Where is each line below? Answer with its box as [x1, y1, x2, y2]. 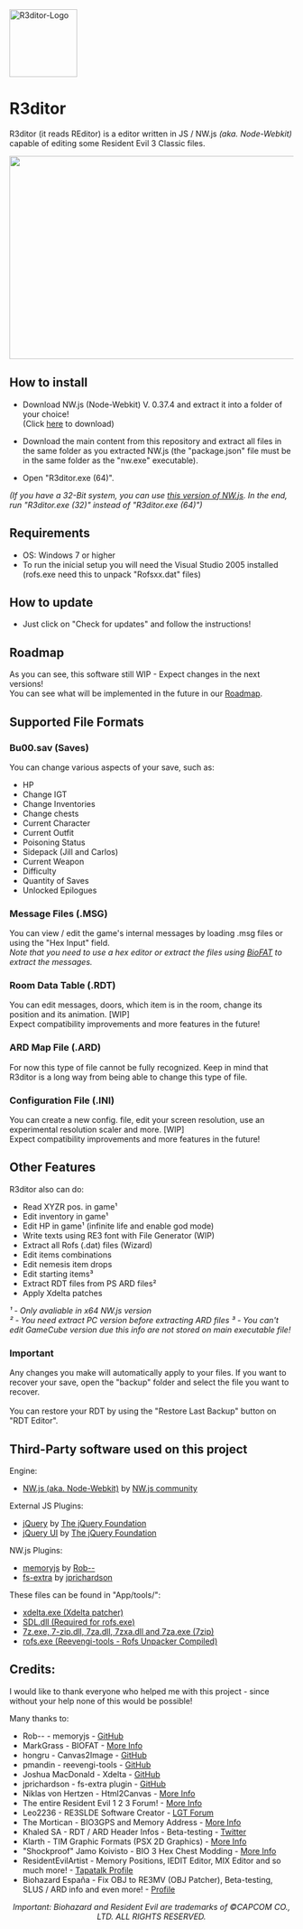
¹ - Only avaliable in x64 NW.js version [9, 1304, 151, 1316]
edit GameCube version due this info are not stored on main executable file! [9, 1324, 291, 1335]
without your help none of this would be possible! [9, 1695, 193, 1706]
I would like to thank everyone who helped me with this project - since [9, 1685, 270, 1696]
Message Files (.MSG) [9, 907, 108, 920]
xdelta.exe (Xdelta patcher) [22, 1607, 124, 1618]
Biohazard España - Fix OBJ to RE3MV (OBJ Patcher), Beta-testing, [22, 1874, 273, 1885]
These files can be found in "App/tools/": [9, 1589, 161, 1600]
